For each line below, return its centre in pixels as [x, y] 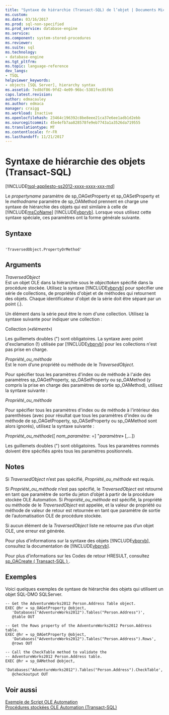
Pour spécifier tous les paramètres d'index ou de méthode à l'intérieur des [82, 410]
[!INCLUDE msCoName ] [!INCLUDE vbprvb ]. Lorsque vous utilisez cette [78, 212]
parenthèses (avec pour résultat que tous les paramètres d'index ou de [79, 415]
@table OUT [23, 617]
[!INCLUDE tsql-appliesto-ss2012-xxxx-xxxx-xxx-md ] [60, 186]
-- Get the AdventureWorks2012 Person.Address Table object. [71, 604]
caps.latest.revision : [29, 94]
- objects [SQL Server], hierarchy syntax [50, 85]
